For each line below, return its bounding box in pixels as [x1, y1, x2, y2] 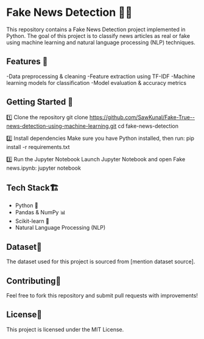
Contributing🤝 [6, 275, 62, 286]
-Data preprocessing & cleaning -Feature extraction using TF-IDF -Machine [6, 73, 195, 80]
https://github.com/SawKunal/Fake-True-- [89, 113, 195, 121]
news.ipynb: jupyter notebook [6, 164, 81, 172]
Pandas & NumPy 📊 [15, 209, 66, 216]
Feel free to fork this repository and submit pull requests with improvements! [6, 292, 198, 299]
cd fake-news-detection [118, 122, 178, 129]
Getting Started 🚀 [6, 97, 74, 108]
